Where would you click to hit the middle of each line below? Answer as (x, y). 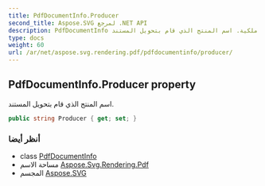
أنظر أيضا (24, 138)
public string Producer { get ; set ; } (72, 118)
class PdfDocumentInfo (58, 156)
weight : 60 (26, 45)
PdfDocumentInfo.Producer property (102, 85)
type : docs (26, 38)
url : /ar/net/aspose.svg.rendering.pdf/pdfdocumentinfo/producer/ (121, 52)
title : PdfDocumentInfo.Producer (64, 15)
